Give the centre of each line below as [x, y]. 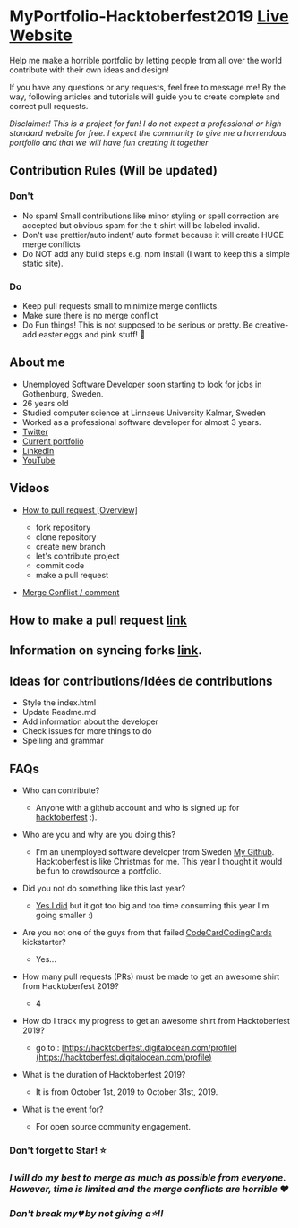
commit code [60, 565]
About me [37, 363]
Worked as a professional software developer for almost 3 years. [141, 422]
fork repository [63, 527]
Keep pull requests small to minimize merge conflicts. [120, 305]
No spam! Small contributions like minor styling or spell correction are [151, 216]
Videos [30, 488]
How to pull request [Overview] [80, 510]
